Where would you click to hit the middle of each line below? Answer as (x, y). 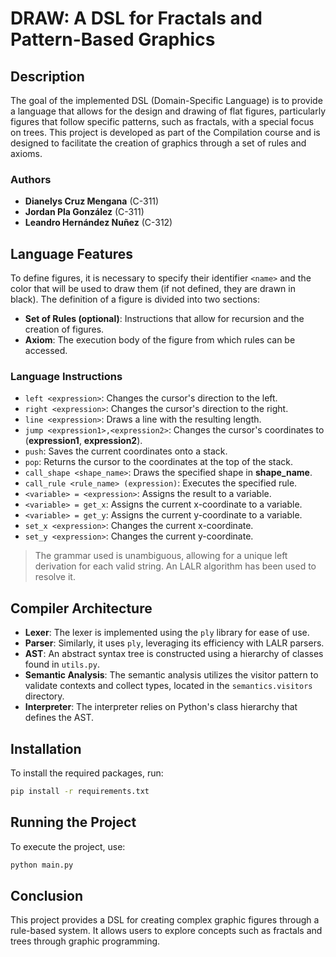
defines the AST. (59, 718)
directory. (44, 696)
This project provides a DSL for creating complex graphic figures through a (165, 920)
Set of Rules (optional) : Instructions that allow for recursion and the (164, 319)
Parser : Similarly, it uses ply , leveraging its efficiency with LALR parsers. (174, 643)
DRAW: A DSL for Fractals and (136, 18)
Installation (46, 748)
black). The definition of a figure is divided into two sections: (135, 299)
